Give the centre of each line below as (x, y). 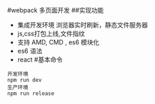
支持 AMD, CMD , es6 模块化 (58, 42)
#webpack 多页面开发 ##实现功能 (56, 10)
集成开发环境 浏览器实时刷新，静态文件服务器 (82, 25)
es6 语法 (30, 51)
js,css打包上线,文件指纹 (51, 34)
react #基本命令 (40, 60)
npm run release (31, 94)
